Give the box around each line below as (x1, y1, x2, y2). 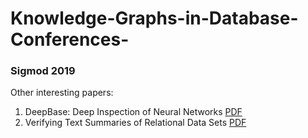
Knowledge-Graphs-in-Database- (10, 7, 299, 30)
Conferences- (10, 28, 130, 51)
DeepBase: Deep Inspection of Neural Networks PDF (24, 106, 243, 118)
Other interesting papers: (10, 87, 114, 99)
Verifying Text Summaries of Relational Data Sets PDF (24, 117, 247, 129)
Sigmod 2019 (10, 64, 76, 78)
